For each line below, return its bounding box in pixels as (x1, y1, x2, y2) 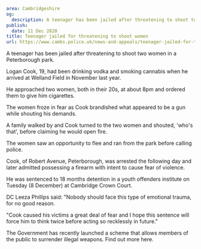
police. (6, 146, 23, 153)
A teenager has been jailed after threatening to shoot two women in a (6, 50, 176, 57)
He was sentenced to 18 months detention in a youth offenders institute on (6, 175, 190, 183)
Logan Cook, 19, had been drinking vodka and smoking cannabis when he (6, 68, 188, 75)
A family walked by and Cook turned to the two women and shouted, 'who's (6, 122, 193, 129)
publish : (6, 22, 28, 28)
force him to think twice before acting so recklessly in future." (6, 218, 159, 225)
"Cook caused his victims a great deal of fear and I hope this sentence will (6, 211, 190, 218)
